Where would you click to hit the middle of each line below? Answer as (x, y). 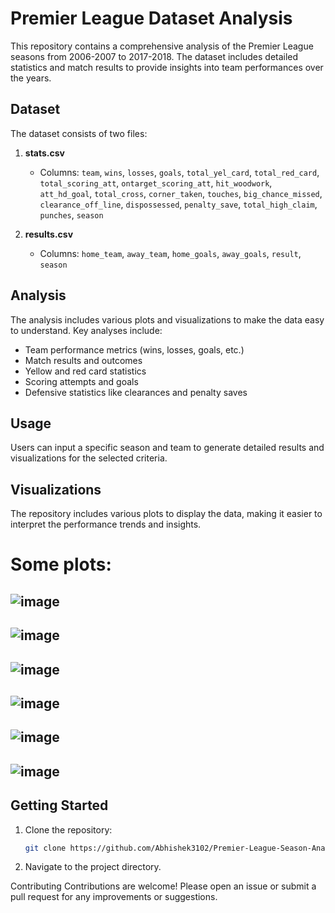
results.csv (49, 234)
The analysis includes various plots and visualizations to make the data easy (167, 319)
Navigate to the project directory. (93, 867)
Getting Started (59, 805)
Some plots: (61, 564)
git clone (45, 848)
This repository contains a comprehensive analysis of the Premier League (162, 46)
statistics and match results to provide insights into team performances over (167, 67)
